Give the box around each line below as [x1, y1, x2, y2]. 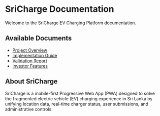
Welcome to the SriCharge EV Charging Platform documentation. [5, 20, 136, 26]
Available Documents [5, 34, 72, 42]
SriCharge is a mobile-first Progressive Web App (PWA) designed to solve [5, 90, 155, 96]
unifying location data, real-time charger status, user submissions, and [5, 101, 149, 107]
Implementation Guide [12, 52, 58, 58]
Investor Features [12, 63, 48, 69]
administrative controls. [5, 106, 53, 112]
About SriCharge [5, 77, 58, 86]
